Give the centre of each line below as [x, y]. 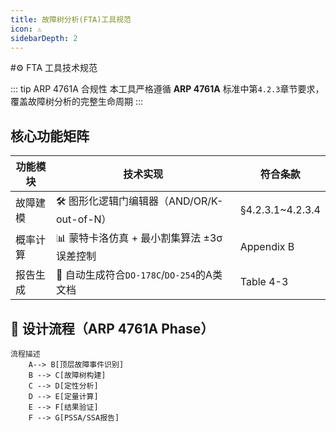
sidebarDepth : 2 [44, 38]
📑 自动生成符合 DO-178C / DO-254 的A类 [139, 275]
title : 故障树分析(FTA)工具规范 [71, 19]
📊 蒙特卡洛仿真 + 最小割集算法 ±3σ [139, 238]
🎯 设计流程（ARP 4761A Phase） [112, 328]
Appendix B [267, 246]
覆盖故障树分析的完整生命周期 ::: [77, 102]
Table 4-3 [264, 282]
